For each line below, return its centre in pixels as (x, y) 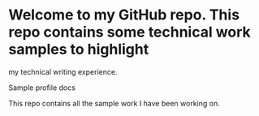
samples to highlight (79, 49)
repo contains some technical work (130, 32)
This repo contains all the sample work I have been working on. (114, 103)
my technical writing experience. (63, 71)
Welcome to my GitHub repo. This (124, 15)
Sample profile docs (42, 88)
